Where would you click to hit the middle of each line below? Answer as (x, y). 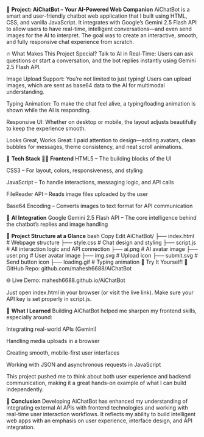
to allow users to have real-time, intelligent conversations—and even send (99, 29)
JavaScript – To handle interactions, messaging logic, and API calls (90, 182)
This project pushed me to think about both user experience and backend (99, 376)
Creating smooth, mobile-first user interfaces (63, 353)
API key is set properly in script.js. (49, 299)
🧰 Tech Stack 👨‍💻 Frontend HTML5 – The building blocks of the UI (89, 158)
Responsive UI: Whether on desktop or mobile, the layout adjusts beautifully (101, 122)
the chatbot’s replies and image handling (57, 224)
